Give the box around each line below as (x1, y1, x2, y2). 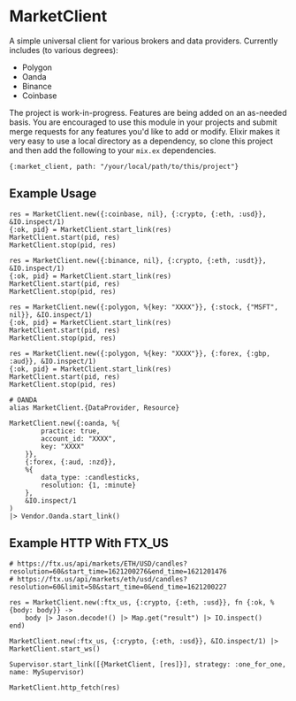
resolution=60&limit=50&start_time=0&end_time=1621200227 (9, 582, 227, 591)
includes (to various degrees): (9, 44, 118, 55)
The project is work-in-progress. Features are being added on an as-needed (9, 107, 287, 118)
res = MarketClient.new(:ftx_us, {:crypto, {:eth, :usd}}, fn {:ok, (9, 597, 267, 607)
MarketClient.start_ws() (9, 644, 101, 653)
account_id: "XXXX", (41, 434, 117, 443)
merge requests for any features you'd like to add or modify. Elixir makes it (9, 126, 280, 136)
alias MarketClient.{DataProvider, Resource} (9, 403, 179, 412)
